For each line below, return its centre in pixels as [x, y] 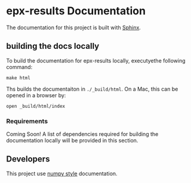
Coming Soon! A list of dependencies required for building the [82, 134]
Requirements [27, 121]
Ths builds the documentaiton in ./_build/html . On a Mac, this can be [92, 89]
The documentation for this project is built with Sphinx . [74, 27]
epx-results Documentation [76, 11]
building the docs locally [53, 46]
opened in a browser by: [36, 95]
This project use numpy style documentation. [62, 173]
